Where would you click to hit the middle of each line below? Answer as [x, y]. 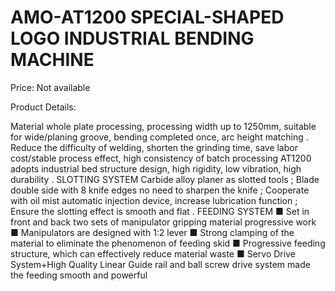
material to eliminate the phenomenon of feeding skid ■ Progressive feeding [168, 243]
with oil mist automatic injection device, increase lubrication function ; [154, 200]
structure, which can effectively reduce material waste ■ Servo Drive [153, 253]
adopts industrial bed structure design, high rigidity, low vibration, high [156, 168]
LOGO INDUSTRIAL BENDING [132, 38]
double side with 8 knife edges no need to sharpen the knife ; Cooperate [160, 190]
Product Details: [43, 107]
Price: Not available [50, 87]
